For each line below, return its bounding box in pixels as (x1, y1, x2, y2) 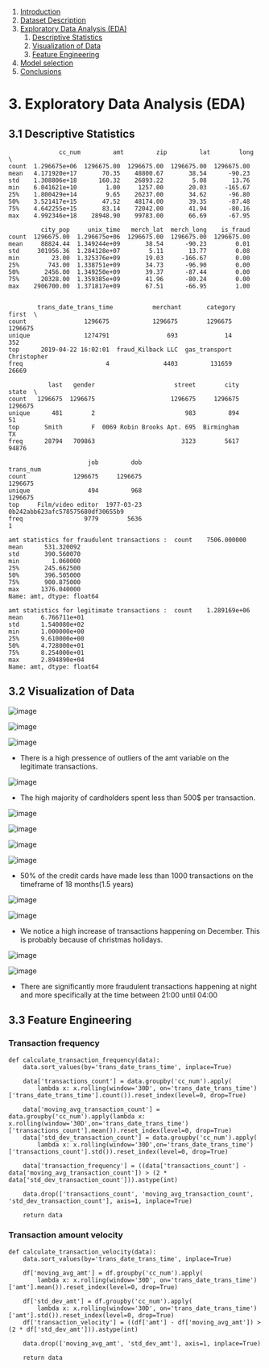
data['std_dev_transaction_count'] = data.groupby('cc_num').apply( (23, 1134, 258, 1142)
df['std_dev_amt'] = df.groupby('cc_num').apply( (23, 1297, 193, 1305)
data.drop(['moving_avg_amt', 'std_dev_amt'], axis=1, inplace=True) (23, 1339, 262, 1348)
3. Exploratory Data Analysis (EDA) (8, 95, 246, 114)
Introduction (19, 7, 61, 16)
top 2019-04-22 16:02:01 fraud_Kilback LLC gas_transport (8, 346, 232, 354)
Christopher (8, 353, 48, 361)
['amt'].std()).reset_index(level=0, (8, 1311, 135, 1320)
